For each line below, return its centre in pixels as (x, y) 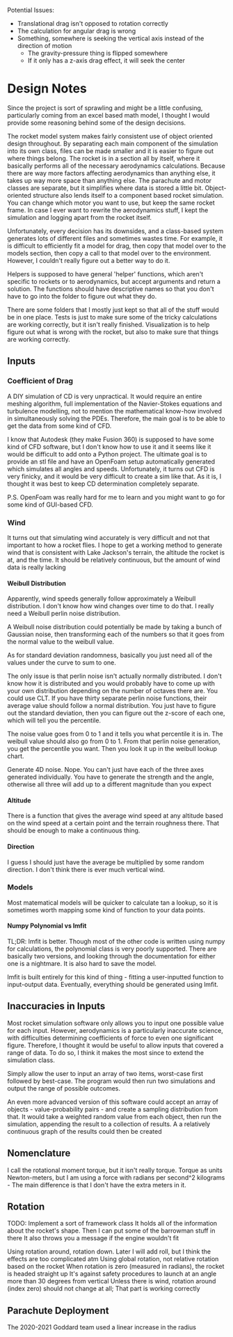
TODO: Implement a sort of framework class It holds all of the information (112, 1224)
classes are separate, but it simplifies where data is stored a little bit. (105, 188)
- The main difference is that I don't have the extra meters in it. (97, 1185)
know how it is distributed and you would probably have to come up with (111, 683)
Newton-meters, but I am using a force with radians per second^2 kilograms (116, 1177)
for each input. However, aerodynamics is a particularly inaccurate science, (115, 1030)
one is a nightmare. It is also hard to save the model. (82, 964)
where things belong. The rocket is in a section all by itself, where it (104, 158)
